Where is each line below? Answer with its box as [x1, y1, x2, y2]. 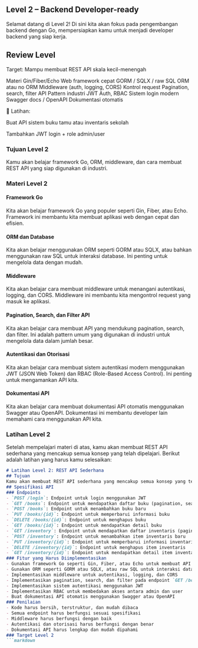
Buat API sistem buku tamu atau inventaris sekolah [6, 119, 129, 126]
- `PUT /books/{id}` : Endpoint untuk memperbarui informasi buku [6, 512, 170, 518]
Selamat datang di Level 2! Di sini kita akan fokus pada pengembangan [6, 20, 178, 27]
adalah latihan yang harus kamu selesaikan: [6, 456, 112, 463]
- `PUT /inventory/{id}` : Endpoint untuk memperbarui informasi [6, 539, 167, 545]
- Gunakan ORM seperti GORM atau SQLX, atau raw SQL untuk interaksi [6, 567, 181, 572]
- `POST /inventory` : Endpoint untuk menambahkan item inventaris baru [6, 534, 186, 539]
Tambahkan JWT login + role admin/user [6, 130, 105, 138]
